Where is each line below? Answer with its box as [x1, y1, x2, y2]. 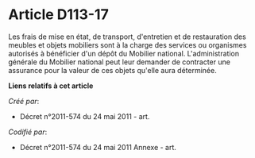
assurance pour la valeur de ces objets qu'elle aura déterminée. [8, 65, 217, 75]
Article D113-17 [8, 6, 109, 24]
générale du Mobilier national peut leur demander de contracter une [8, 57, 230, 67]
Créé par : [8, 96, 40, 106]
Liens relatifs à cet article [8, 81, 94, 91]
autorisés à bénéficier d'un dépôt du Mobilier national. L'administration [8, 48, 240, 58]
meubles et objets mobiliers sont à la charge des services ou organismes [8, 40, 247, 49]
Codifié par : [8, 127, 48, 137]
